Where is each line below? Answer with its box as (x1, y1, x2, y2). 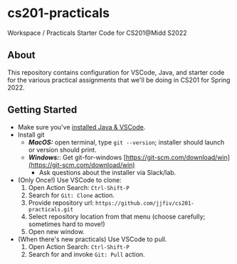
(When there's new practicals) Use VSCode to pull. (17, 235, 167, 243)
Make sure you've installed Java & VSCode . (17, 122, 146, 131)
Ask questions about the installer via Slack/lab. (38, 168, 177, 176)
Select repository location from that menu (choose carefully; (28, 212, 206, 221)
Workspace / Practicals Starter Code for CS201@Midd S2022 (7, 28, 187, 37)
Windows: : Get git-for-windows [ (28, 153, 127, 162)
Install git (17, 130, 45, 139)
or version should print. (28, 145, 98, 154)
